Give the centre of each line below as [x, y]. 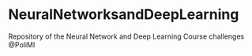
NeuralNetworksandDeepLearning [124, 15]
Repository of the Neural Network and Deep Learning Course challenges [126, 36]
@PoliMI [22, 44]
